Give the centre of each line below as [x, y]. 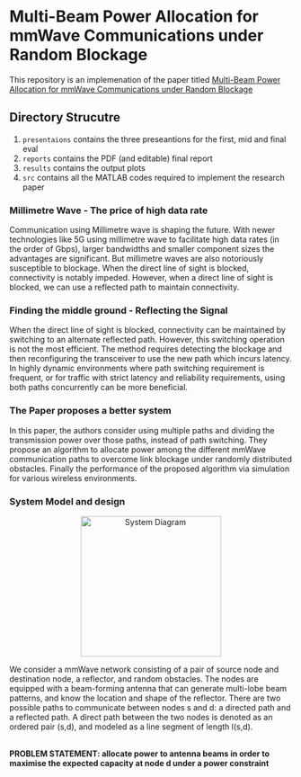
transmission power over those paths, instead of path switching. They [138, 440]
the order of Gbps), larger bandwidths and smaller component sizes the [142, 249]
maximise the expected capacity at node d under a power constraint [139, 763]
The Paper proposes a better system [91, 411]
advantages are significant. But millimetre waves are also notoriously [137, 259]
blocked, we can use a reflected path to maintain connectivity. [124, 287]
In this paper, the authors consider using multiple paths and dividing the [142, 430]
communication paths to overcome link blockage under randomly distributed [151, 459]
